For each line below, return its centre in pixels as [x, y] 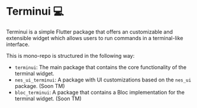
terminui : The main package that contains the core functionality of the [101, 67]
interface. [18, 44]
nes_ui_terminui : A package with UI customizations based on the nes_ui [103, 80]
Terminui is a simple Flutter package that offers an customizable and [90, 32]
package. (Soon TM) [40, 86]
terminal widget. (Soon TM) [48, 99]
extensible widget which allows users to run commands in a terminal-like [95, 38]
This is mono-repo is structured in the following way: [70, 55]
